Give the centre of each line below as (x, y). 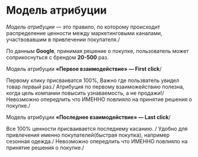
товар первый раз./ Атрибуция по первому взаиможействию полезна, (95, 86)
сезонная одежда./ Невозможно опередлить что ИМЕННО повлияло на (97, 141)
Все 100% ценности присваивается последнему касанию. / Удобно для (97, 128)
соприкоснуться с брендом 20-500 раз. (58, 57)
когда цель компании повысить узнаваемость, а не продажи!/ (85, 93)
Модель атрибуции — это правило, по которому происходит (83, 27)
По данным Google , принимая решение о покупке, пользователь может (98, 51)
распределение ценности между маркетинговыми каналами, (84, 33)
